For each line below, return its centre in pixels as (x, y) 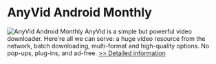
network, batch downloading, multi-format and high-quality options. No (108, 46)
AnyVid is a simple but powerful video (139, 31)
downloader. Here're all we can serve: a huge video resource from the (106, 38)
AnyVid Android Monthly (80, 13)
